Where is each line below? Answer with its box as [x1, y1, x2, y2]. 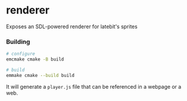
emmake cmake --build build [6, 72, 75, 78]
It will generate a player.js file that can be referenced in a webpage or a [6, 83, 182, 90]
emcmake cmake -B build [6, 56, 64, 62]
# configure [6, 51, 35, 57]
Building [6, 38, 30, 46]
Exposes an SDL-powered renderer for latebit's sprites [6, 23, 138, 30]
